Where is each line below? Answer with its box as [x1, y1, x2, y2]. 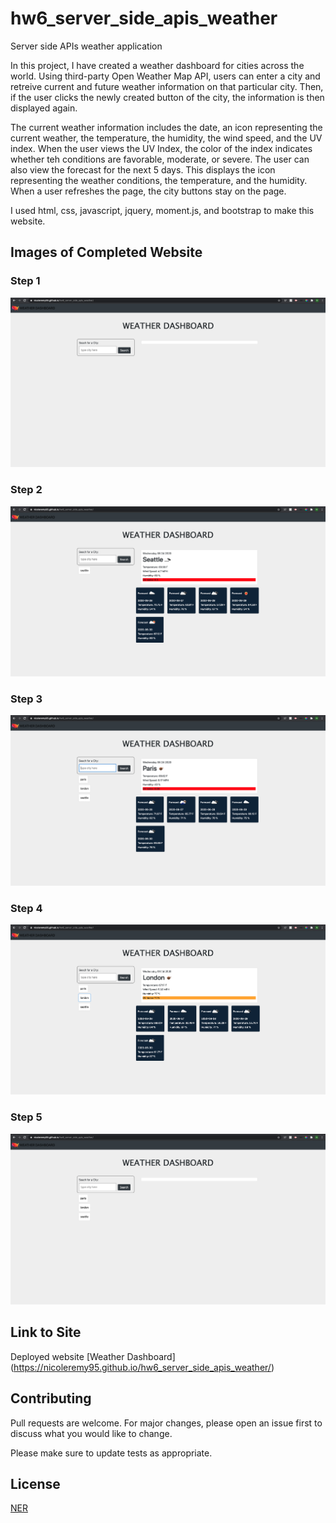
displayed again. [10, 102, 78, 114]
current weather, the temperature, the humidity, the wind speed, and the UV [10, 132, 323, 144]
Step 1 [10, 274, 41, 288]
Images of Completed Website [10, 244, 203, 261]
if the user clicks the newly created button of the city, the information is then [10, 91, 325, 103]
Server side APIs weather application [10, 40, 163, 52]
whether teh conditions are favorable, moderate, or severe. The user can [10, 153, 310, 165]
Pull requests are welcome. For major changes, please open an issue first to [10, 1417, 323, 1429]
